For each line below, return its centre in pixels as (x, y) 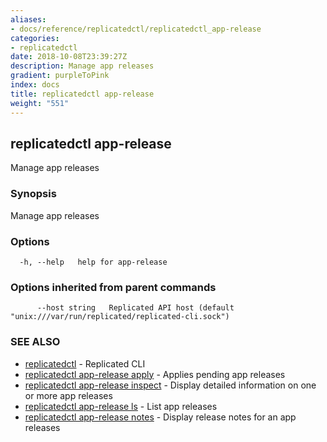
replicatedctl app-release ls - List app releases (121, 406)
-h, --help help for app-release (93, 262)
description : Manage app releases (82, 66)
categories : (35, 38)
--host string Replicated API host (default (135, 308)
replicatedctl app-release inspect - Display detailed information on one (170, 385)
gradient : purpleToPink (60, 76)
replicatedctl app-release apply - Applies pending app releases (155, 374)
